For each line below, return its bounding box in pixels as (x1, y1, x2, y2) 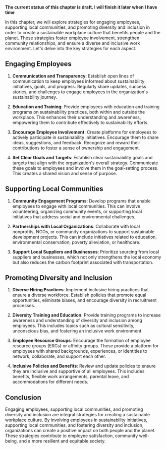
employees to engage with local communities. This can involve (12, 203, 140, 209)
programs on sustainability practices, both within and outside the (12, 109, 145, 115)
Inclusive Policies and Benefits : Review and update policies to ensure (12, 363, 156, 369)
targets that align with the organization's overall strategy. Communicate (12, 160, 159, 166)
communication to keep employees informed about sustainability (12, 78, 145, 84)
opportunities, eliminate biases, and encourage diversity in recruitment (12, 297, 157, 303)
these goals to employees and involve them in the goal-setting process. (12, 165, 159, 171)
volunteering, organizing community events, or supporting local (12, 208, 142, 214)
